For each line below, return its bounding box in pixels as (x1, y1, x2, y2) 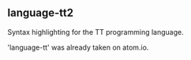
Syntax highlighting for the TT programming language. (7, 27, 184, 36)
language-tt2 (7, 6, 74, 20)
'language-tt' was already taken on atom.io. (7, 43, 149, 52)
